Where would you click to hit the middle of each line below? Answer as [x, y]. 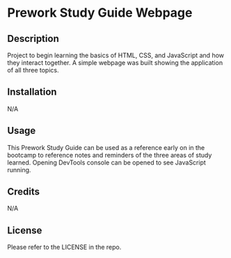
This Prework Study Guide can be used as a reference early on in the [106, 147]
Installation [32, 92]
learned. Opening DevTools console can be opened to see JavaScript [107, 162]
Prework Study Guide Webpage [100, 13]
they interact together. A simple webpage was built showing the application [115, 63]
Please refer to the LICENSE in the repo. [64, 247]
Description [33, 39]
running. [19, 169]
